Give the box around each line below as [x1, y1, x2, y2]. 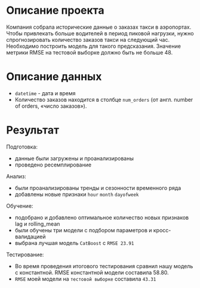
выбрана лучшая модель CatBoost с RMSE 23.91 [14, 239, 134, 246]
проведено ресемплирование [14, 161, 91, 168]
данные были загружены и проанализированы [14, 154, 134, 162]
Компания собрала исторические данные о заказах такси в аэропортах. [6, 23, 192, 31]
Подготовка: [6, 143, 38, 150]
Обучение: [6, 202, 33, 210]
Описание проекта [6, 4, 104, 17]
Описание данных [6, 70, 102, 84]
